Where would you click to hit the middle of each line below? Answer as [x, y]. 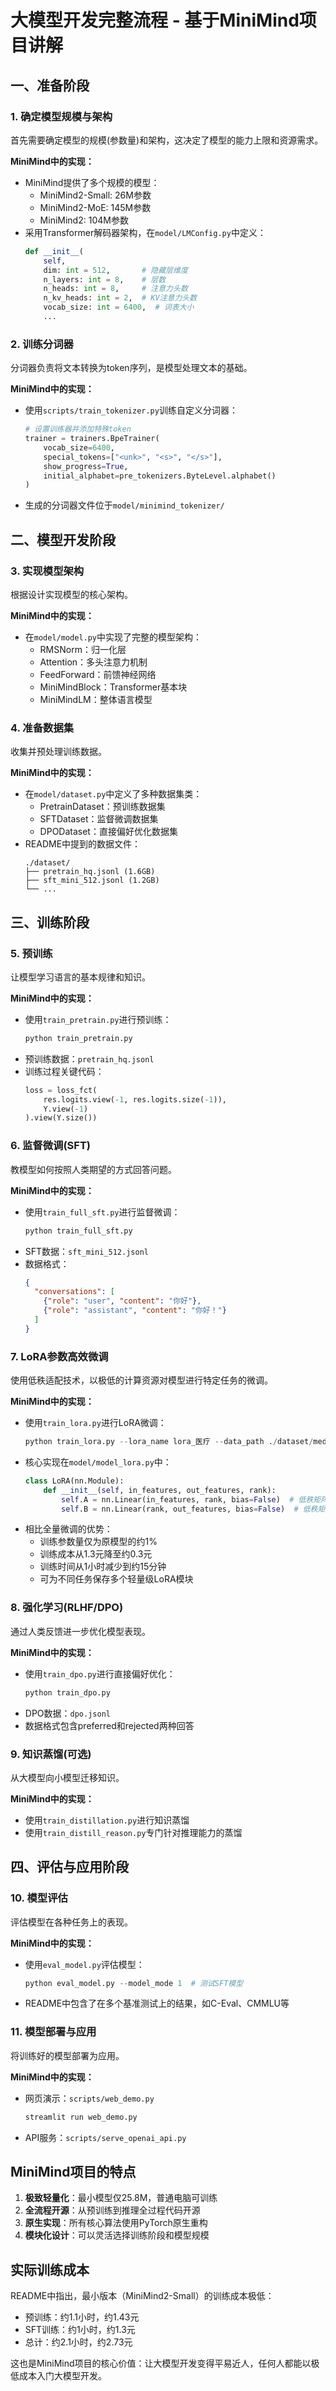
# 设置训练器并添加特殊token [78, 429]
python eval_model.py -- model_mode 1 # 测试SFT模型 [134, 1983]
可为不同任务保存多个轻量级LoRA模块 [116, 1579]
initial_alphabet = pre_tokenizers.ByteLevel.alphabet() [160, 476]
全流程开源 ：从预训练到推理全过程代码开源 [112, 2210]
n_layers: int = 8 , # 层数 [105, 279]
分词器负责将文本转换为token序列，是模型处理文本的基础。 [131, 368]
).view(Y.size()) [61, 1118]
